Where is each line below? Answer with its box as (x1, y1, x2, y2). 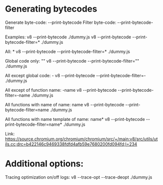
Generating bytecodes (5, 3, 98, 15)
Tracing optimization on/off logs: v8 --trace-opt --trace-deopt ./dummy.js (5, 174, 152, 180)
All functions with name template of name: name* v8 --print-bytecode (5, 116, 145, 122)
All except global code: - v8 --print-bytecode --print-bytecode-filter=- (5, 72, 146, 78)
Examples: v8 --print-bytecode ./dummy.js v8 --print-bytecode (5, 34, 131, 40)
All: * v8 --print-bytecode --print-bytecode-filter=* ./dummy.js (5, 49, 130, 54)
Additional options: (5, 158, 84, 169)
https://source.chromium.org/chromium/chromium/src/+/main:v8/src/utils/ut (5, 136, 158, 142)
